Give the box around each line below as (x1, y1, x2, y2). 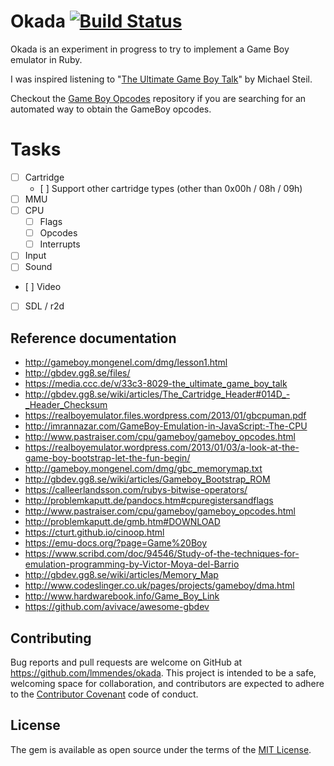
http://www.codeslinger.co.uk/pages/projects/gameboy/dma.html (24, 580, 295, 592)
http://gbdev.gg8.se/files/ (24, 367, 131, 379)
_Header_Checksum (24, 399, 108, 411)
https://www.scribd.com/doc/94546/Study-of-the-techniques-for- (24, 548, 300, 560)
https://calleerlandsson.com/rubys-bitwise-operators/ (24, 484, 248, 496)
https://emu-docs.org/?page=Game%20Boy (24, 537, 208, 549)
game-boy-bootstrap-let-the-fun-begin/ (24, 452, 191, 464)
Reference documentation (10, 330, 177, 347)
